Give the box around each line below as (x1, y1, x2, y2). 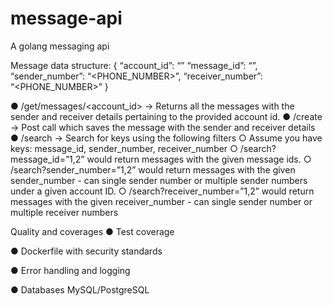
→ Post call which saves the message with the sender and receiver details (10, 121, 316, 133)
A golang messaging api (10, 40, 110, 52)
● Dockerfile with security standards (10, 245, 163, 257)
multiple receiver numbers (10, 206, 119, 218)
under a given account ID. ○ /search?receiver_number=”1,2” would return (10, 185, 315, 197)
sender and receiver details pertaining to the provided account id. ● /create (10, 110, 323, 122)
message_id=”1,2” (10, 153, 85, 165)
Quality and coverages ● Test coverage (10, 225, 175, 237)
